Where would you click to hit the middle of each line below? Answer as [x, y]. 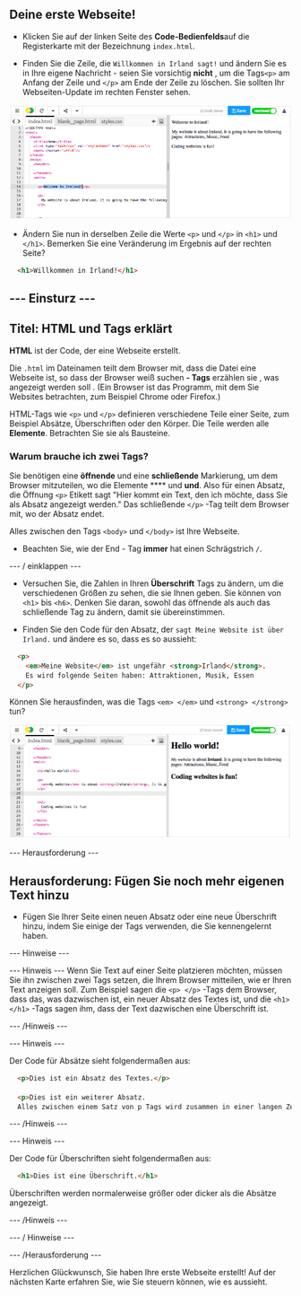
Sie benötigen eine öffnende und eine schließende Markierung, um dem [143, 476]
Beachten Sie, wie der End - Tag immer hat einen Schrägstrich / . [142, 548]
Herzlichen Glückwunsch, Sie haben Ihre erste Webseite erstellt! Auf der [142, 1273]
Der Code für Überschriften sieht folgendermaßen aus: [111, 1159]
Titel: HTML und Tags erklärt [91, 329]
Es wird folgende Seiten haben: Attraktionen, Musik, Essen [140, 675]
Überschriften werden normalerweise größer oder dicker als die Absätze [143, 1194]
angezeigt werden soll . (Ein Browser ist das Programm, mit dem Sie [134, 387]
